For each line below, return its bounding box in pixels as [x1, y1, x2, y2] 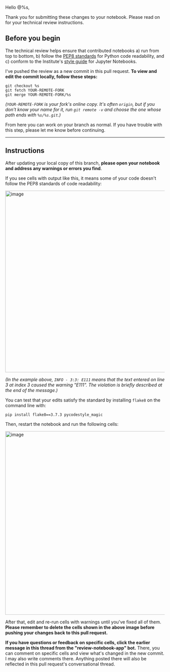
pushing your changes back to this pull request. [5, 629, 108, 636]
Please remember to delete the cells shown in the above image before [5, 624, 155, 630]
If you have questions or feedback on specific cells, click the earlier [5, 639, 150, 645]
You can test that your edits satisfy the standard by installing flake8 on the [5, 397, 161, 403]
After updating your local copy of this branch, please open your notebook [5, 160, 160, 166]
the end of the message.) [5, 387, 58, 393]
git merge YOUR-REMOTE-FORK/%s [5, 92, 71, 97]
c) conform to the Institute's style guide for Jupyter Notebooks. [5, 58, 137, 64]
